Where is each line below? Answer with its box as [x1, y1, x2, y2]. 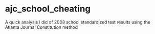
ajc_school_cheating [5, 3, 91, 14]
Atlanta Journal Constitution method [5, 24, 78, 30]
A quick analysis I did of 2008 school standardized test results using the [5, 19, 151, 25]
